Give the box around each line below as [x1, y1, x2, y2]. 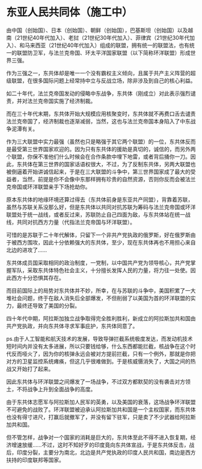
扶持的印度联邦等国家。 [6, 456, 64, 464]
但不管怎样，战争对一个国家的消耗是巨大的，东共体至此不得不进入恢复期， [6, 433, 191, 441]
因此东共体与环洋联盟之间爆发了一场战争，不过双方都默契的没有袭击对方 [6, 377, 185, 385]
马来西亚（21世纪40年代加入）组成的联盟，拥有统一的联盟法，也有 [24, 42, 190, 49]
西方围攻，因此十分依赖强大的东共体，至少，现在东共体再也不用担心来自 [16, 238, 196, 246]
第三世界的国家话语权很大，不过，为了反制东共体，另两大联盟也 [37, 160, 196, 167]
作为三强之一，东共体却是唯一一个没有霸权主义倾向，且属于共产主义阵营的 [6, 69, 191, 76]
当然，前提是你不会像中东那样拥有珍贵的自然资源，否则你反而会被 [22, 175, 185, 182]
